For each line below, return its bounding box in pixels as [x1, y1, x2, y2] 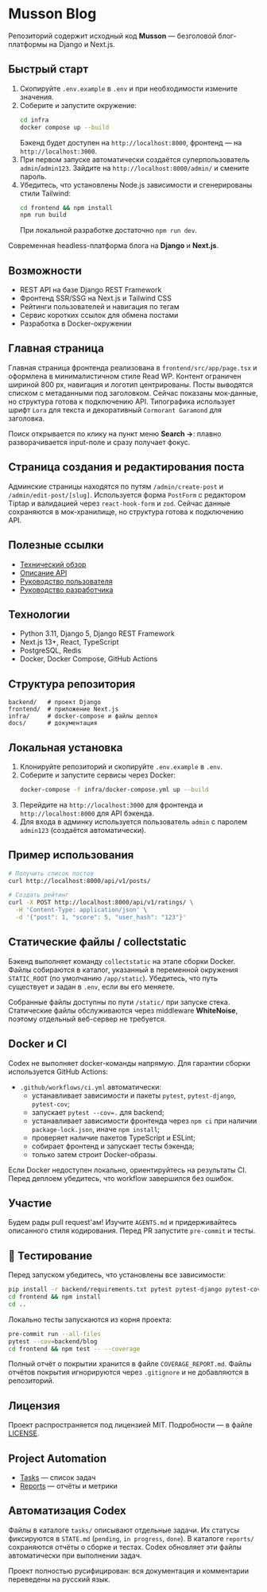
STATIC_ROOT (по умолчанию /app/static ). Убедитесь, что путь [8, 973, 219, 982]
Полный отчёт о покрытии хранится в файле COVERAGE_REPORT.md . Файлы [8, 1359, 252, 1369]
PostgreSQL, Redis [19, 645, 82, 656]
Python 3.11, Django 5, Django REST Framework [19, 629, 176, 638]
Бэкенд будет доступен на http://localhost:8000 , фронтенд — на [19, 138, 242, 147]
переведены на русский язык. [8, 1575, 110, 1584]
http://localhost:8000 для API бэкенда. [19, 808, 155, 818]
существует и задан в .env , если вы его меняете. [8, 982, 175, 991]
